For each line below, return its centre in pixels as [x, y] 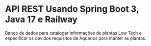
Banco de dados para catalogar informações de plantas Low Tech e [74, 33]
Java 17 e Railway [41, 19]
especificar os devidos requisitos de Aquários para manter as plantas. [76, 38]
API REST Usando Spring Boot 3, [72, 9]
